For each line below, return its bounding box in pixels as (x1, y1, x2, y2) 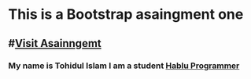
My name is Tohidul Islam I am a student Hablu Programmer (8, 60, 240, 71)
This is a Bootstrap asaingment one (8, 5, 244, 23)
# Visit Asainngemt (8, 37, 102, 50)
